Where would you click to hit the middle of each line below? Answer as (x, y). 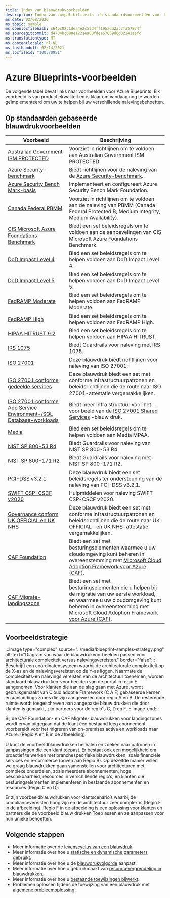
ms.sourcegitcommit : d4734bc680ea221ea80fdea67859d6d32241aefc (73, 33)
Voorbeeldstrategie (37, 637)
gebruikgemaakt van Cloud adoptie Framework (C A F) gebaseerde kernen (83, 692)
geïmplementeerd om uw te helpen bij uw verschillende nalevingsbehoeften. (85, 102)
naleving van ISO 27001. (99, 366)
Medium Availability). (94, 218)
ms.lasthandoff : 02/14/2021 (35, 48)
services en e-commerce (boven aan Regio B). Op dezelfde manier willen (81, 761)
